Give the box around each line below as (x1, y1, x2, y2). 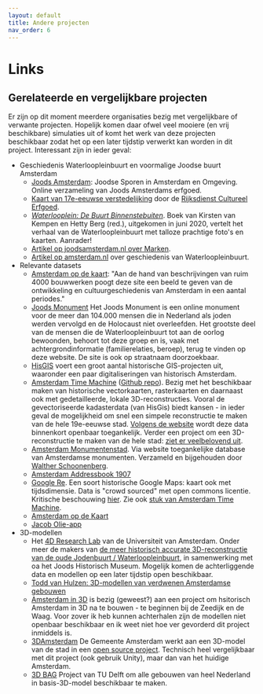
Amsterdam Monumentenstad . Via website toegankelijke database (31, 445, 246, 454)
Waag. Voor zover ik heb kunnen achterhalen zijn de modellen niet (31, 611, 246, 621)
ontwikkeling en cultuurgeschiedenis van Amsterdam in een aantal (31, 286, 247, 296)
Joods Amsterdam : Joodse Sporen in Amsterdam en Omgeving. (31, 178, 238, 187)
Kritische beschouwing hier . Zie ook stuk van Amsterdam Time (31, 494, 234, 504)
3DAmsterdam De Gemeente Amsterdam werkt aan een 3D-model (31, 637, 246, 646)
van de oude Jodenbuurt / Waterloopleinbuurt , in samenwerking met (31, 553, 254, 563)
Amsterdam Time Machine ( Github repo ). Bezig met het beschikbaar (31, 378, 253, 387)
